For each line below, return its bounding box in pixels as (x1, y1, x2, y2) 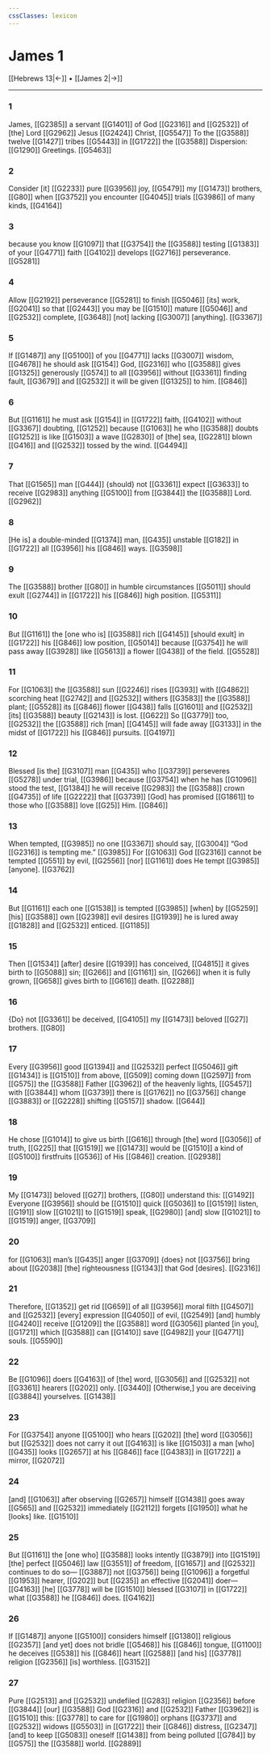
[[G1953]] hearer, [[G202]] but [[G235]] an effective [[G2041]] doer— (8, 1576, 239, 1585)
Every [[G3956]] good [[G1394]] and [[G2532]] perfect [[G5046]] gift (8, 1061, 239, 1071)
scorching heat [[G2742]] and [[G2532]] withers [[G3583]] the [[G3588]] (8, 693, 251, 703)
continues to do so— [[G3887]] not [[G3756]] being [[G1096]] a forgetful (8, 1567, 250, 1577)
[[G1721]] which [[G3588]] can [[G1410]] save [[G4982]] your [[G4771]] (8, 1327, 244, 1337)
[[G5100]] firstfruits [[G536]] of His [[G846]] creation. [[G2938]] (8, 1152, 222, 1161)
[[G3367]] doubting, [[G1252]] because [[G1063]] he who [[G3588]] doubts (8, 423, 259, 433)
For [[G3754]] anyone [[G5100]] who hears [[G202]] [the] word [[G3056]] (8, 1430, 252, 1440)
